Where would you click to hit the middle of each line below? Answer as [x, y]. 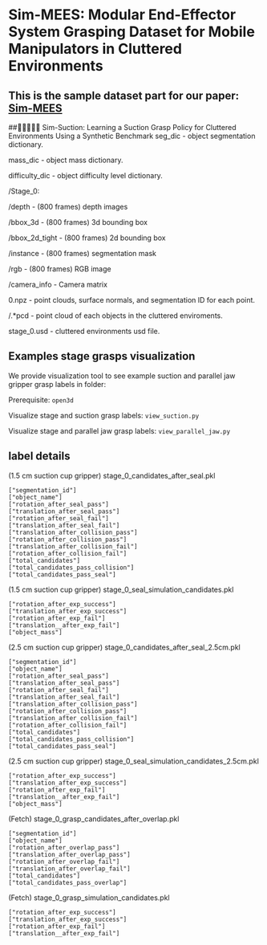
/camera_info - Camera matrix [58, 284]
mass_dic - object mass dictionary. [66, 160]
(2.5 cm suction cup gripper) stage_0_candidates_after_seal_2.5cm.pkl [124, 647]
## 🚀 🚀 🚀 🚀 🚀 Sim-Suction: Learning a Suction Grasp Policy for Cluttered [122, 127]
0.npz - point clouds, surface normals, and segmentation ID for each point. [131, 300]
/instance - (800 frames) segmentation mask [83, 253]
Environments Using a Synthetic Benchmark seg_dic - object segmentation [132, 136]
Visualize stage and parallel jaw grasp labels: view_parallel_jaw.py [119, 430]
